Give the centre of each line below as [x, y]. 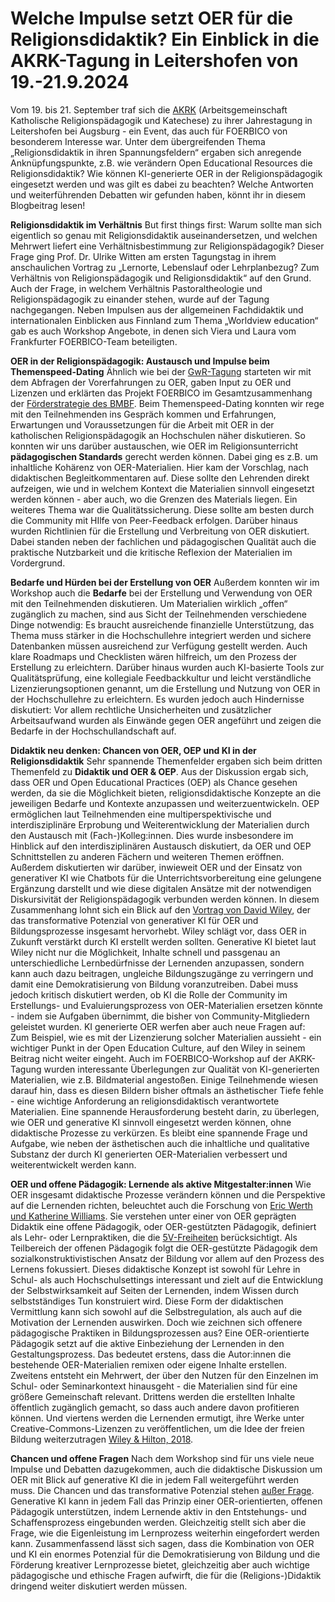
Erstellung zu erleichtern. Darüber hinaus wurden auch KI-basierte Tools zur [167, 667]
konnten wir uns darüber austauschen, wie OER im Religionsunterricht [154, 446]
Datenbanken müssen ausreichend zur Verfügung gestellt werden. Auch [159, 646]
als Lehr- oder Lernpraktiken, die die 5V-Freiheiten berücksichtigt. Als [154, 1237]
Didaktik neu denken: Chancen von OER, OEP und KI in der [133, 750]
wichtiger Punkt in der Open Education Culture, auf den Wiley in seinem [158, 1048]
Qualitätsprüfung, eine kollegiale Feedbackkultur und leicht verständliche [161, 678]
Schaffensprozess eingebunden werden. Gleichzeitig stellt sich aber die [158, 1522]
